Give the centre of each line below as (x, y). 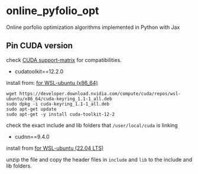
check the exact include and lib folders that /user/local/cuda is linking (92, 125)
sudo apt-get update (32, 109)
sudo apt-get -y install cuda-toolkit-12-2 (61, 114)
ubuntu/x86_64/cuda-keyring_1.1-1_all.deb (59, 99)
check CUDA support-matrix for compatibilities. (64, 60)
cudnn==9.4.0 (32, 136)
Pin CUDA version (39, 46)
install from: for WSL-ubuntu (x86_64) (52, 83)
